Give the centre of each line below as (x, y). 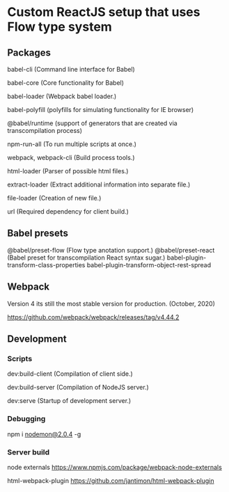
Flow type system (60, 27)
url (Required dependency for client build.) (68, 212)
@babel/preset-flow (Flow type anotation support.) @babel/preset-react (111, 250)
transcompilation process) (45, 130)
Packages (29, 53)
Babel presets (38, 233)
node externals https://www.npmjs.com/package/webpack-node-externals (115, 467)
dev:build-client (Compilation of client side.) (70, 374)
